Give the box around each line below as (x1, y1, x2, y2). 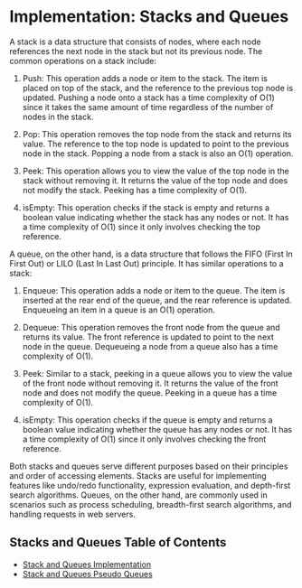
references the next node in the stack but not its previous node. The (9, 45, 263, 56)
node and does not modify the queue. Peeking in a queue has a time (22, 387, 278, 398)
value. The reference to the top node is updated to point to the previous (22, 138, 289, 149)
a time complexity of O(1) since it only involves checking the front (22, 434, 267, 444)
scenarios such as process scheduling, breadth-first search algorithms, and (9, 499, 292, 509)
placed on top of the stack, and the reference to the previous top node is (22, 82, 294, 93)
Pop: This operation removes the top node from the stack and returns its (22, 128, 292, 139)
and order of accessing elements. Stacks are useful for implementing (9, 470, 267, 481)
